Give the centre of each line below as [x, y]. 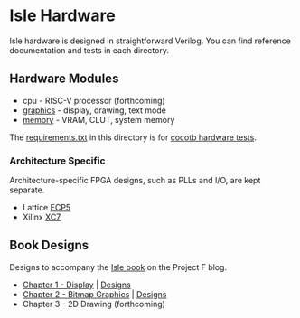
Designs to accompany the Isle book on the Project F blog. [118, 267]
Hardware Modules [64, 79]
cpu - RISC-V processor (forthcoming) [94, 100]
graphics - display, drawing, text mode [94, 110]
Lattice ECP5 [47, 208]
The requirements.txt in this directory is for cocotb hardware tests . [133, 137]
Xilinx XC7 [42, 217]
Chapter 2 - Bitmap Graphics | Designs [94, 294]
